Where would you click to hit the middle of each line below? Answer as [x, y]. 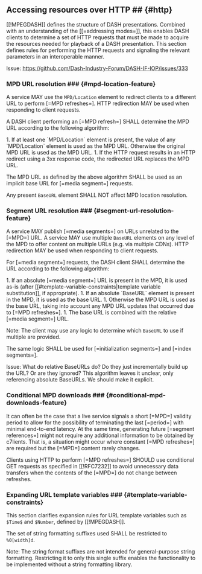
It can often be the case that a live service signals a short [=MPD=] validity [99, 416]
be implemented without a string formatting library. [69, 564]
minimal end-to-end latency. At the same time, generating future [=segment [100, 429]
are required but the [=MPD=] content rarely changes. [73, 448]
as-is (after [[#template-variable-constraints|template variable [84, 287]
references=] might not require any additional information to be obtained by [100, 435]
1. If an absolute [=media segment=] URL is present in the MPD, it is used [97, 281]
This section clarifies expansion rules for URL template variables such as [96, 515]
